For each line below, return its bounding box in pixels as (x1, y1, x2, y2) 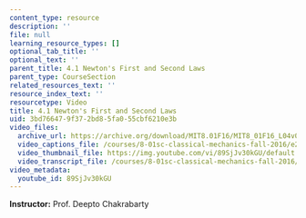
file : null (9, 30, 51, 39)
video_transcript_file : (17, 156, 107, 166)
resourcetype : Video (9, 97, 88, 107)
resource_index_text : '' (9, 89, 104, 98)
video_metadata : (9, 165, 71, 174)
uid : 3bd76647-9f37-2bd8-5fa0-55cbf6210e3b (9, 114, 178, 124)
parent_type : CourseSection (9, 73, 117, 82)
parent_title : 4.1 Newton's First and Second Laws (9, 64, 206, 74)
